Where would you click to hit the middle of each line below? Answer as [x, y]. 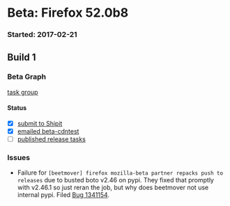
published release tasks [51, 139]
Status [17, 108]
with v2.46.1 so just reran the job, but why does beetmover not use [113, 188]
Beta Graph [27, 77]
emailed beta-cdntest [48, 132]
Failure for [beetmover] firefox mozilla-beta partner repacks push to [120, 173]
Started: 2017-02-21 [43, 35]
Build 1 [22, 57]
